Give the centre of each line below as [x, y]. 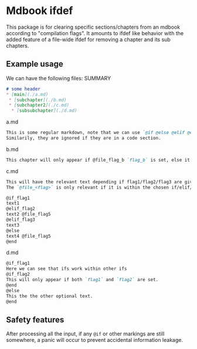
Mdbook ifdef [40, 11]
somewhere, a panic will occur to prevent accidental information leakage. [95, 340]
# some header [23, 89]
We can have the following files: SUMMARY [59, 78]
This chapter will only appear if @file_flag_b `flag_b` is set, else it [98, 160]
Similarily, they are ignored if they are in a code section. [84, 138]
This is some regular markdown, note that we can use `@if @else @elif [95, 133]
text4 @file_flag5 [28, 236]
